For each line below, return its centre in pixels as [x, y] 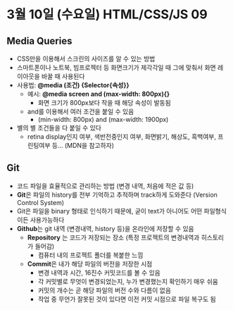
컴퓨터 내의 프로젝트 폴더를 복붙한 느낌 [90, 255]
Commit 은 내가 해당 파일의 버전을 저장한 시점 [90, 263]
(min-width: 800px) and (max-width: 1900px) [103, 119]
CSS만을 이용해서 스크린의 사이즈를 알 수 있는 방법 [86, 58]
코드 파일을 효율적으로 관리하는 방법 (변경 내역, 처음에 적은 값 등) [105, 186]
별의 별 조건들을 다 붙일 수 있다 [59, 128]
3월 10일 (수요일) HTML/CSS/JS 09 [107, 14]
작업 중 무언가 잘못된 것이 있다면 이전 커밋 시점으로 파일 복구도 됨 [127, 299]
